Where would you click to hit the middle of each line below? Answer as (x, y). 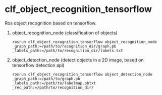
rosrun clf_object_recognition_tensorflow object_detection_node (82, 74)
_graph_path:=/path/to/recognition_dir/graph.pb (64, 46)
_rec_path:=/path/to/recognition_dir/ (53, 87)
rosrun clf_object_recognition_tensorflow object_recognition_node (84, 42)
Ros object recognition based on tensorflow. (51, 23)
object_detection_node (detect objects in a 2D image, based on (78, 60)
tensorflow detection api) (38, 65)
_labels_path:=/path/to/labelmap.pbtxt (54, 83)
